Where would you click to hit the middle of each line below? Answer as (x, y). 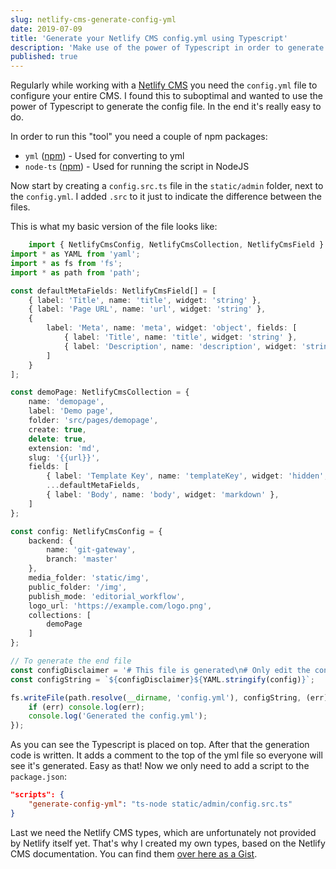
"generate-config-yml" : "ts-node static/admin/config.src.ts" (160, 804)
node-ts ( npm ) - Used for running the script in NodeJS (137, 167)
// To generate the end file (71, 661)
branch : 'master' (82, 559)
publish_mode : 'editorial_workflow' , (107, 596)
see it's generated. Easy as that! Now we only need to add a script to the (160, 766)
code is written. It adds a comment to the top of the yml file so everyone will (166, 755)
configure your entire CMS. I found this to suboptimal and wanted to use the (166, 96)
